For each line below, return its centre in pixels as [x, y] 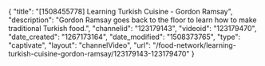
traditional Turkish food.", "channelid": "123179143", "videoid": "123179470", [132, 28]
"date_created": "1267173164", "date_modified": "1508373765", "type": [125, 37]
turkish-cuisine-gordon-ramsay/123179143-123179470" [99, 54]
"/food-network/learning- [195, 45]
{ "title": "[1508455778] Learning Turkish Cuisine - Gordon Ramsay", [121, 12]
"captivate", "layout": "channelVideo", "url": [80, 45]
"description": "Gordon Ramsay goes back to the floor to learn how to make [132, 20]
